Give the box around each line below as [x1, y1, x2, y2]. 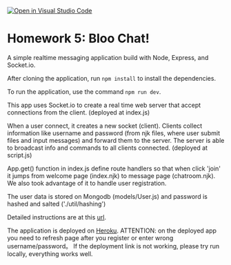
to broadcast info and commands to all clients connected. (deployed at [7, 144, 208, 152]
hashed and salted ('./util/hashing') [7, 199, 106, 208]
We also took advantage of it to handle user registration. [7, 179, 167, 187]
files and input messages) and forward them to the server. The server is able [7, 136, 225, 144]
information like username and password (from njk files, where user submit [7, 128, 221, 137]
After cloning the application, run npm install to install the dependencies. [7, 74, 216, 82]
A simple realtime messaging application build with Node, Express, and [7, 53, 209, 61]
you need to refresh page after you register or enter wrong [7, 233, 174, 242]
